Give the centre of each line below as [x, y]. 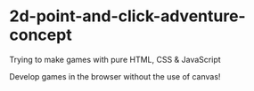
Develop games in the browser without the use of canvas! [115, 76]
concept [41, 35]
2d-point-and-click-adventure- [128, 16]
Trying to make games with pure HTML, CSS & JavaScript [115, 59]
